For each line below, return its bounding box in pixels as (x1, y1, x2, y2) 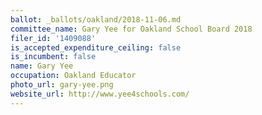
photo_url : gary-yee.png (10, 80, 114, 90)
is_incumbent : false (10, 52, 97, 62)
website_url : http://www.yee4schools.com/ (10, 89, 190, 99)
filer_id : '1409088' (10, 33, 97, 43)
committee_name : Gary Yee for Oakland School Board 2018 (10, 24, 253, 34)
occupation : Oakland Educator (10, 71, 137, 81)
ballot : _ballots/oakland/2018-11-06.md (10, 14, 182, 25)
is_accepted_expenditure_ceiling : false (10, 42, 182, 53)
